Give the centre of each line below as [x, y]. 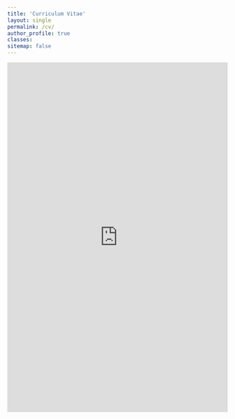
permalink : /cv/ [31, 27]
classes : [20, 40]
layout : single [29, 20]
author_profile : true [39, 33]
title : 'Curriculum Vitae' [47, 14]
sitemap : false [29, 46]
